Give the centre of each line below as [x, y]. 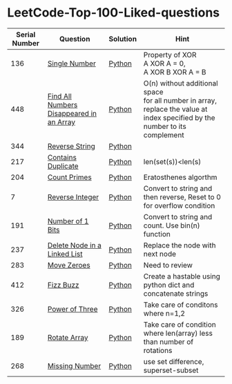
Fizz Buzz [63, 285]
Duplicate [63, 165]
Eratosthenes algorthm [180, 177]
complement [164, 134]
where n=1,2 [164, 313]
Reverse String [71, 146]
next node [160, 254]
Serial [26, 34]
